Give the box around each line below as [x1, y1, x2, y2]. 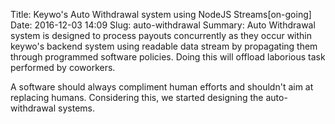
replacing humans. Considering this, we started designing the [10, 92, 264, 103]
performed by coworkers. [10, 62, 116, 73]
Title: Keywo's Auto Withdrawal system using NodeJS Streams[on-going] [10, 9, 312, 20]
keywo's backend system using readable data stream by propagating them [10, 40, 318, 52]
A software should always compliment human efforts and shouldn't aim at [10, 81, 314, 93]
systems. [58, 102, 95, 114]
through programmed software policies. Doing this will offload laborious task [10, 51, 326, 63]
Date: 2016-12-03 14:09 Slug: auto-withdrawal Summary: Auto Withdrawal [10, 19, 316, 31]
